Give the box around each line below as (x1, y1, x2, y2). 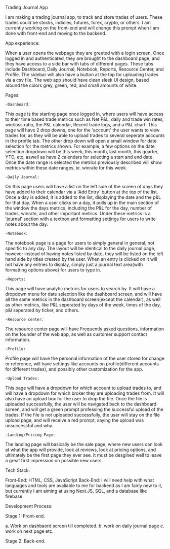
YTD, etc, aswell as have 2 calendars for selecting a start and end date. (5, 154, 154, 160)
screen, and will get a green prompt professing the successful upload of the (5, 406, 163, 413)
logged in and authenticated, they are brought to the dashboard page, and (5, 55, 160, 61)
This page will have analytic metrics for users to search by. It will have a (5, 286, 155, 291)
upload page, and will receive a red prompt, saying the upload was (5, 417, 144, 423)
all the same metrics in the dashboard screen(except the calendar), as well (5, 296, 161, 302)
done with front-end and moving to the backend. (5, 30, 107, 36)
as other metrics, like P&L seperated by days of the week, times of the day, (5, 302, 161, 307)
